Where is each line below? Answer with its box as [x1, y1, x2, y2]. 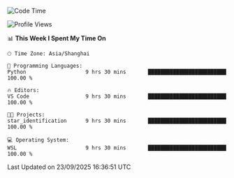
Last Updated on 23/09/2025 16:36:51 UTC [7, 163, 131, 171]
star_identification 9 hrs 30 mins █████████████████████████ [7, 117, 227, 124]
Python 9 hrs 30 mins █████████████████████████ [7, 68, 227, 75]
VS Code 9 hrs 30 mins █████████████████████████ [7, 93, 227, 100]
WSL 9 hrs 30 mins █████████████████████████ [7, 144, 227, 151]
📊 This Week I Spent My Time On [7, 34, 106, 42]
